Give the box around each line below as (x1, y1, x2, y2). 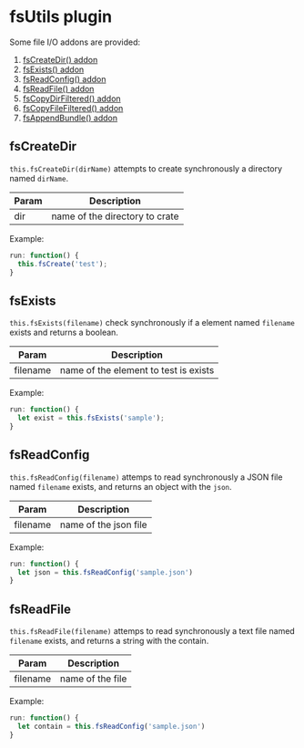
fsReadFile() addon (22, 83, 95, 94)
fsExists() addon (22, 64, 85, 75)
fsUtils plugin (9, 6, 112, 27)
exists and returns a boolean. (9, 327, 118, 338)
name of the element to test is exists (59, 364, 215, 377)
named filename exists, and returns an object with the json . (9, 481, 232, 492)
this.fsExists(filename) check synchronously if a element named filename (9, 317, 296, 328)
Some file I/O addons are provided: (9, 36, 141, 47)
